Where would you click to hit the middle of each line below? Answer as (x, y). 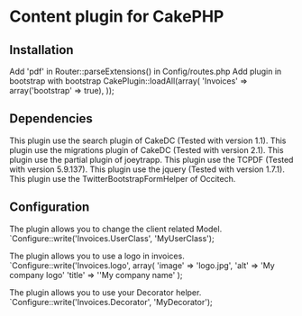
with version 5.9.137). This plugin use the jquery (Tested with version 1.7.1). (147, 169)
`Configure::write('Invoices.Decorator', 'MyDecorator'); (111, 302)
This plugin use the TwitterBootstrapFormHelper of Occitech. (123, 178)
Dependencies (51, 119)
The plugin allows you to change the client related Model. (116, 229)
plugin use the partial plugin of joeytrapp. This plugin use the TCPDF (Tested (151, 159)
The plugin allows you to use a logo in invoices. (97, 256)
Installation (41, 50)
